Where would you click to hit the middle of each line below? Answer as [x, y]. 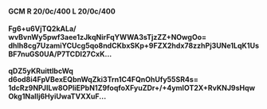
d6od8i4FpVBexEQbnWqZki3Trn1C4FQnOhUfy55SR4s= [104, 80]
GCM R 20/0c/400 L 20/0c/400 [62, 11]
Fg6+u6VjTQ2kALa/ [42, 29]
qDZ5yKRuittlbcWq [41, 71]
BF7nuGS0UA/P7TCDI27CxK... [60, 54]
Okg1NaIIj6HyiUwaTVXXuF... [57, 96]
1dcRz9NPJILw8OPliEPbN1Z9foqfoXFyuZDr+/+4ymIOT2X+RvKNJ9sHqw [132, 88]
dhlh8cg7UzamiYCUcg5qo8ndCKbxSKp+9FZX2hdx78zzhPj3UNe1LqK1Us [133, 46]
